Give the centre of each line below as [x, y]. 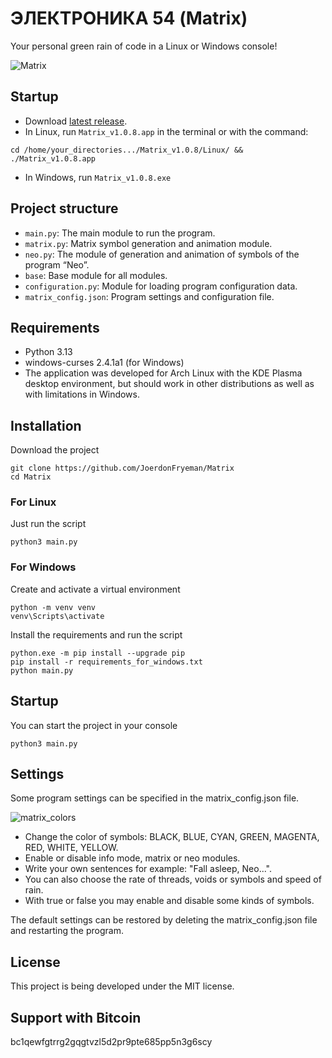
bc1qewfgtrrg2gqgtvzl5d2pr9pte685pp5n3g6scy [111, 1042]
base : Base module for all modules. [96, 275]
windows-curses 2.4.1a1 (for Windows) [104, 363]
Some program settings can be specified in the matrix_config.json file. [155, 798]
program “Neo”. [57, 264]
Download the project [55, 450]
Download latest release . [76, 121]
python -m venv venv [53, 607]
